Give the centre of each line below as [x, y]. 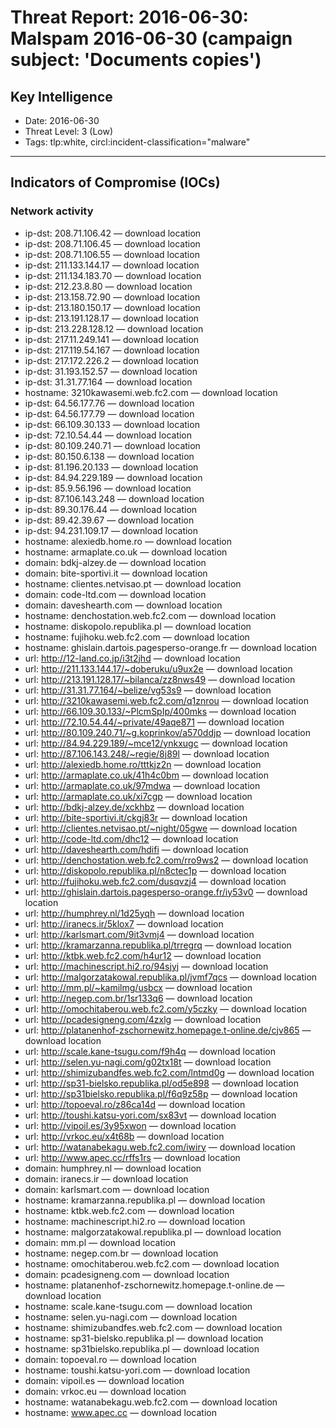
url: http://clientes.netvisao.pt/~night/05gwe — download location [161, 828]
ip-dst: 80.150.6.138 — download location [109, 456]
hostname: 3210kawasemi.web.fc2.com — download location [151, 392]
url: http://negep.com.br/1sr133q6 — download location [138, 998]
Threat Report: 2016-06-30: [129, 17]
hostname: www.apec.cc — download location [120, 1412]
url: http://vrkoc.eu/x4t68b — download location [124, 1136]
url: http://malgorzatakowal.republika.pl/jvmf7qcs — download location [171, 977]
